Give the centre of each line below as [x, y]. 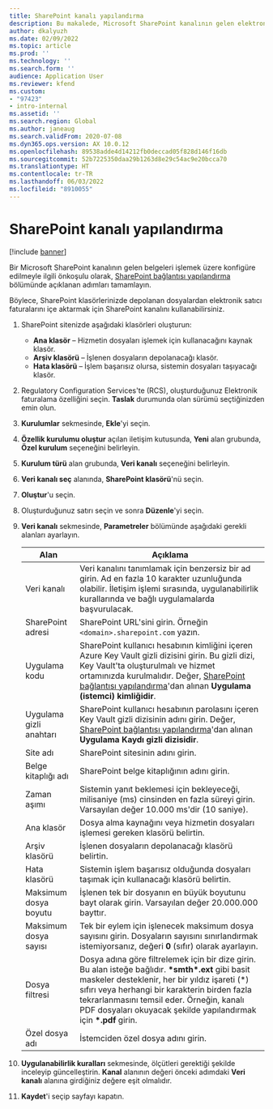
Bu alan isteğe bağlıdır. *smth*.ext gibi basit [164, 969]
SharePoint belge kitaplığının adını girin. [154, 770]
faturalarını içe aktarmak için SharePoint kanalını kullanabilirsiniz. [117, 309]
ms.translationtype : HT [49, 167]
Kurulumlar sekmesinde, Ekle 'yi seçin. [85, 423]
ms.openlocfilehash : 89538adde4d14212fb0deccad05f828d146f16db [118, 151]
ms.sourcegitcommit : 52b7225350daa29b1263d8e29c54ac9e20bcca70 [118, 159]
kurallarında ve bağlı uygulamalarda [147, 599]
